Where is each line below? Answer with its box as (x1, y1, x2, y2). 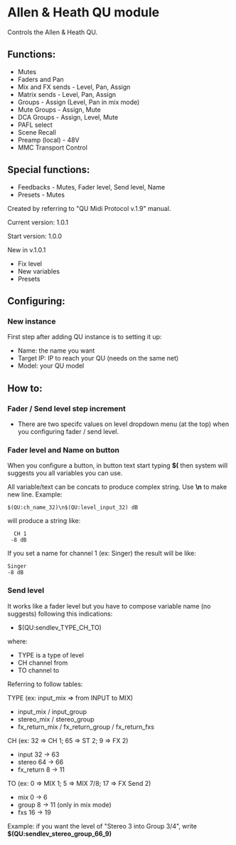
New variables (17, 266, 60, 275)
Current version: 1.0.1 (7, 218, 69, 227)
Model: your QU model (17, 361, 85, 370)
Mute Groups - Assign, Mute (17, 105, 101, 114)
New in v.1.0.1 (7, 245, 46, 254)
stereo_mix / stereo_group (17, 715, 95, 723)
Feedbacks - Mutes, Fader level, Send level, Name (17, 182, 166, 191)
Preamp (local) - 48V (17, 135, 80, 144)
